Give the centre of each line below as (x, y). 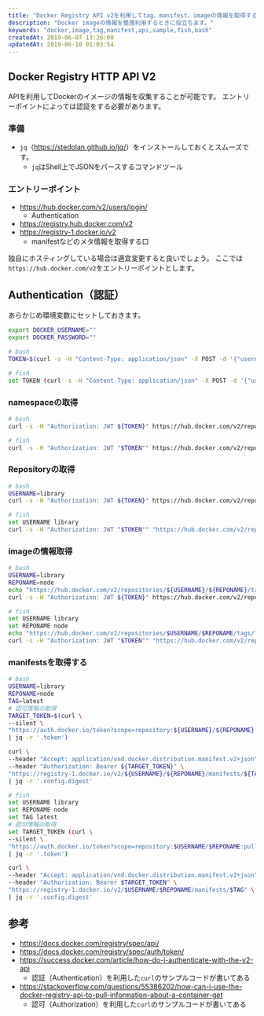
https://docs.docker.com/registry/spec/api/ (89, 943)
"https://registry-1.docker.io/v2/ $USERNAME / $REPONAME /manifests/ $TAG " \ (132, 890)
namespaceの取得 (43, 402)
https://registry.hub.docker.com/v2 (76, 223)
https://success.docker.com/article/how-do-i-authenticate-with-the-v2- (136, 959)
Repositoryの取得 (42, 469)
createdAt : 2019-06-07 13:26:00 (61, 37)
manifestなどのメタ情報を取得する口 (90, 241)
